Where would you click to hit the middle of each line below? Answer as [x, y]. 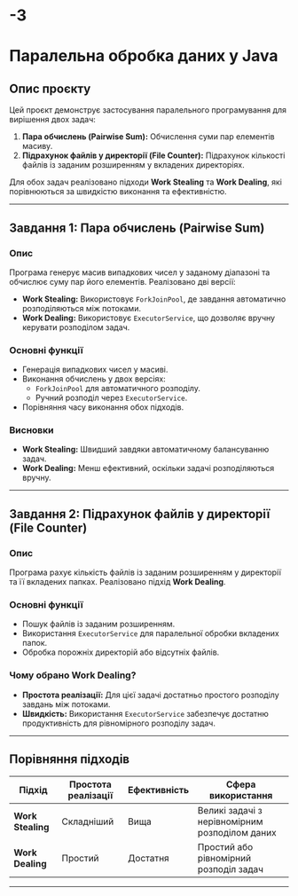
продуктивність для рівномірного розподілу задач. [118, 723]
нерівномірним [230, 821]
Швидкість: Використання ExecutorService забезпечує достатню [145, 713]
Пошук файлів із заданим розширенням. [98, 624]
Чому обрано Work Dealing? [73, 675]
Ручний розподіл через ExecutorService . [111, 398]
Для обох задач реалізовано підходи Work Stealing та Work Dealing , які [145, 182]
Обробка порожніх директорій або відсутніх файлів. [121, 652]
